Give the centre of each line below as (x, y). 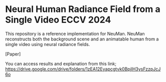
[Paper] (13, 54)
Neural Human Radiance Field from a (83, 9)
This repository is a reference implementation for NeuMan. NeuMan (75, 33)
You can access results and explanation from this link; (61, 63)
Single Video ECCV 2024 (58, 20)
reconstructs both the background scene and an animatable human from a (82, 39)
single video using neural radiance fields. (48, 44)
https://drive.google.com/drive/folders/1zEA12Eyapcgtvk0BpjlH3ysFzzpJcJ (83, 69)
